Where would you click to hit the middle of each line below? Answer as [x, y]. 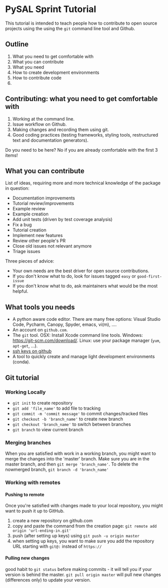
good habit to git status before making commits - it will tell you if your [78, 569]
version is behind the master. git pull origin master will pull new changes [83, 574]
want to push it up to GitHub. [35, 511]
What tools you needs [40, 307]
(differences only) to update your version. [48, 580]
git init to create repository [42, 403]
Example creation [30, 214]
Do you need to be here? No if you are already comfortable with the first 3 [81, 150]
